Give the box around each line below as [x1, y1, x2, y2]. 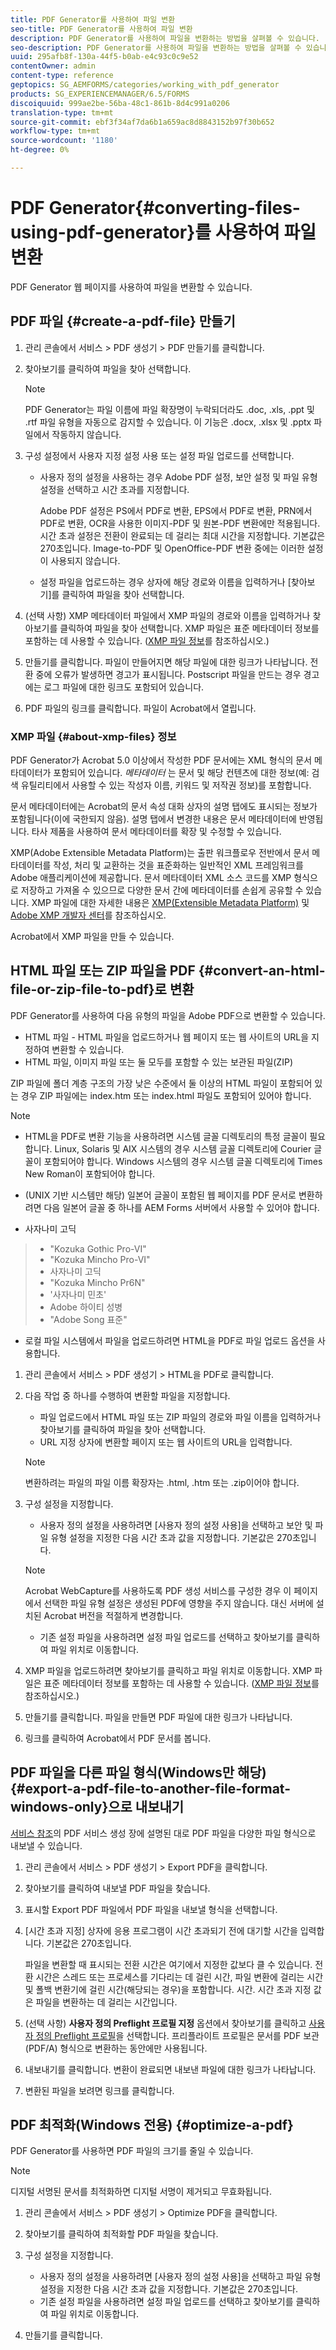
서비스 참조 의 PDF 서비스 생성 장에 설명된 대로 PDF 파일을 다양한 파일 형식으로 [10, 1827, 317, 1839]
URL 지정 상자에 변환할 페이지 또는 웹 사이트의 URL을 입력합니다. [39, 1436, 293, 1448]
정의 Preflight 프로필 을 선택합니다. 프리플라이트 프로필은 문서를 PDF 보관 [35, 2029, 320, 2041]
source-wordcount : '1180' [10, 136, 118, 146]
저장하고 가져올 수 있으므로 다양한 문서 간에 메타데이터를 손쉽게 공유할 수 [20, 884, 304, 896]
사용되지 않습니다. [50, 554, 121, 566]
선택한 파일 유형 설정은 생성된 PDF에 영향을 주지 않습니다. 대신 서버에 [43, 1597, 314, 1609]
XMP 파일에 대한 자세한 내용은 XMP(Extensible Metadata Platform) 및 [31, 896, 310, 908]
